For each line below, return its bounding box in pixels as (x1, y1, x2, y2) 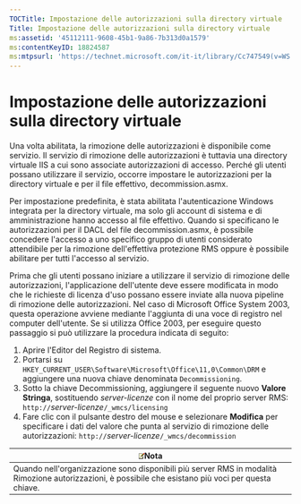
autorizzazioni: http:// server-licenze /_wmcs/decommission (21, 431, 236, 441)
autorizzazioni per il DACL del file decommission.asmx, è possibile (9, 225, 254, 235)
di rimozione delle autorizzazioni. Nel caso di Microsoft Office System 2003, (9, 299, 290, 310)
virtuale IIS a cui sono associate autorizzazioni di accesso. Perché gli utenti (9, 159, 287, 170)
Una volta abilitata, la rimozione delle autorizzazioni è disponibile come (9, 141, 271, 151)
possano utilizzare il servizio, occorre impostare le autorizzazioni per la (9, 169, 272, 180)
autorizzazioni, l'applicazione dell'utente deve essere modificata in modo (9, 280, 279, 291)
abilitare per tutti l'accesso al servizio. (9, 253, 150, 264)
